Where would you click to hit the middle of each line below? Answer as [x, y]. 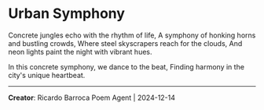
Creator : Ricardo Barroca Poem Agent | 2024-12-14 [92, 98]
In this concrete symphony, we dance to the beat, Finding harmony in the [126, 66]
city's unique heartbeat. [47, 75]
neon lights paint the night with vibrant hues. [80, 51]
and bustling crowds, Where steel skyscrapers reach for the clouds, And [125, 43]
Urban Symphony [67, 14]
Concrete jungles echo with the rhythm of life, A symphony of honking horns [132, 35]
